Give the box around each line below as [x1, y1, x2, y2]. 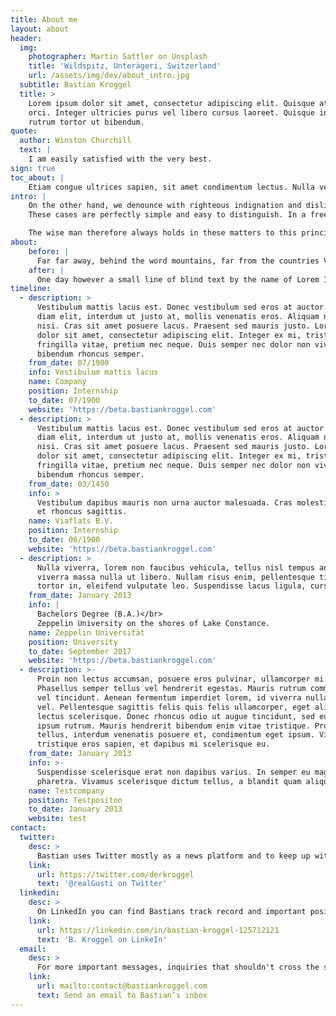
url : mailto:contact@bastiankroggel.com [36, 981, 208, 991]
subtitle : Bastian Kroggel [19, 80, 132, 90]
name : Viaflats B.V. [28, 516, 114, 526]
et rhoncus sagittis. [36, 507, 128, 517]
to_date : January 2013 [28, 804, 123, 815]
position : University [28, 637, 118, 647]
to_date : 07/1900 [28, 395, 101, 405]
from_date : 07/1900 [28, 358, 110, 368]
